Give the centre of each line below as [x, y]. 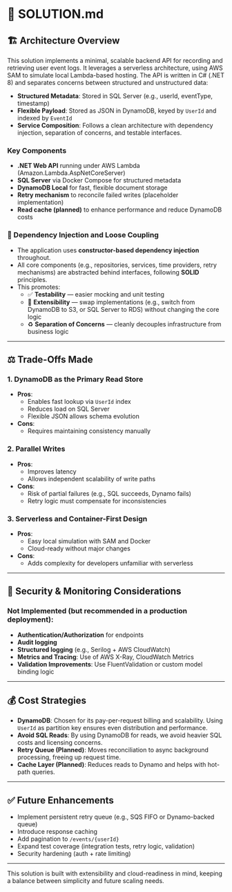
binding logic [36, 671]
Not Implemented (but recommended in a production [97, 611]
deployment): [30, 620]
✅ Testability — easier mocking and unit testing [96, 294]
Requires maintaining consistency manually [89, 431]
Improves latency [52, 471]
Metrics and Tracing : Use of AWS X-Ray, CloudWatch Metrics [106, 657]
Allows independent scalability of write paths [91, 478]
